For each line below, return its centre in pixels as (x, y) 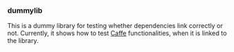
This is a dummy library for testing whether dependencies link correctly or (115, 26)
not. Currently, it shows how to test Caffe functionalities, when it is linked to (117, 33)
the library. (23, 41)
